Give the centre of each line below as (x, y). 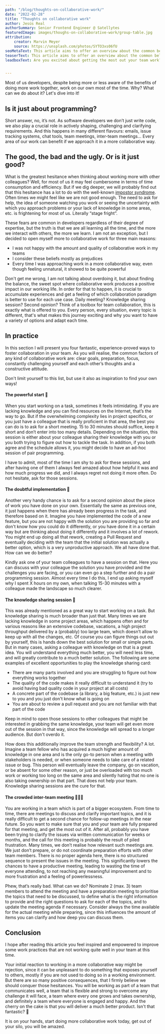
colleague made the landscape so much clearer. (54, 588)
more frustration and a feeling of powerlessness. (54, 876)
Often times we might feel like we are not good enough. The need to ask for (82, 197)
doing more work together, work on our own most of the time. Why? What (80, 88)
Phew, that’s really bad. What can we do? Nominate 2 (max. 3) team (73, 886)
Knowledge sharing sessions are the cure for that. (56, 786)
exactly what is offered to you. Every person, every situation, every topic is (81, 310)
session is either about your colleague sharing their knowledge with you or (81, 437)
